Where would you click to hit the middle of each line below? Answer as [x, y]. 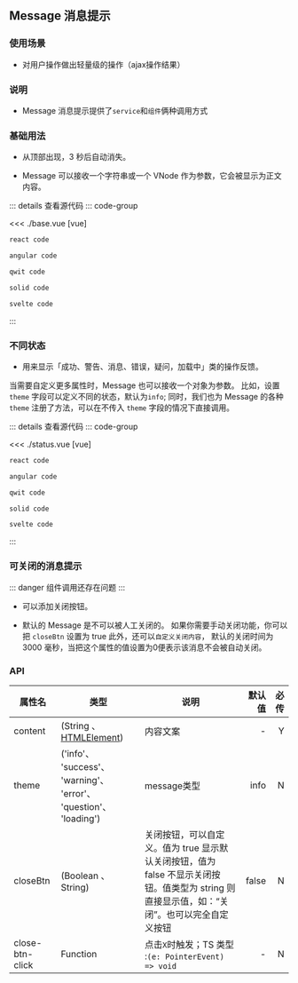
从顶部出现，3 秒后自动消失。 [76, 157]
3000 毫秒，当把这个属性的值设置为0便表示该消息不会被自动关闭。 [144, 647]
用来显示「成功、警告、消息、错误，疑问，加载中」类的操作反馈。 [142, 366]
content [30, 731]
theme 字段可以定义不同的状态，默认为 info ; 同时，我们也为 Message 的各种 [146, 396]
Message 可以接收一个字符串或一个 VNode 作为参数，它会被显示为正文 [152, 176]
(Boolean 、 [85, 876]
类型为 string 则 [204, 888]
